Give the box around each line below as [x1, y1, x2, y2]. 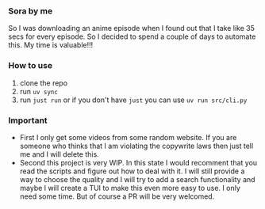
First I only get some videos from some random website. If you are [19, 132, 237, 142]
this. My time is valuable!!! [8, 40, 94, 50]
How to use [8, 60, 53, 71]
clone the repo [19, 78, 68, 88]
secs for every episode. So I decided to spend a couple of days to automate [8, 32, 256, 41]
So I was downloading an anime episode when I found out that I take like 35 [8, 24, 255, 33]
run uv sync [19, 86, 58, 96]
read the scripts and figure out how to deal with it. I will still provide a [19, 166, 245, 176]
